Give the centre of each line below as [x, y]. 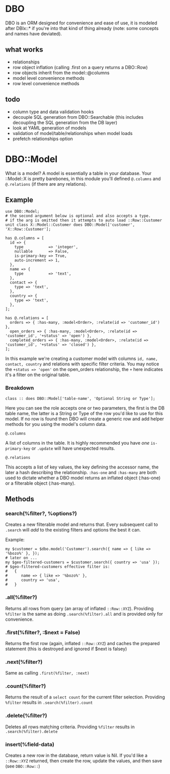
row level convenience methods [46, 83]
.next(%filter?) [24, 662]
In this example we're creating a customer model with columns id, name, [82, 359]
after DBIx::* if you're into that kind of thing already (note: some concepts [82, 28]
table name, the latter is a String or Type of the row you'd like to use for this [84, 413]
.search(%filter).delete [31, 731]
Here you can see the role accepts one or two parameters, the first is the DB [85, 408]
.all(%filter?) [21, 597]
